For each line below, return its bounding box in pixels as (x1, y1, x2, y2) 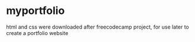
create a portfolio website (6, 29, 69, 36)
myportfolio (6, 4, 65, 17)
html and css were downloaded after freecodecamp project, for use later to (6, 23, 189, 30)
